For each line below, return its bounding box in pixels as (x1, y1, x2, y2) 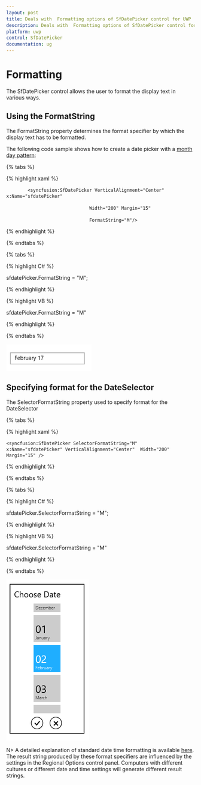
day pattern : (6, 152, 36, 159)
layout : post (6, 10, 39, 16)
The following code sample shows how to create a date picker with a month (6, 145, 193, 152)
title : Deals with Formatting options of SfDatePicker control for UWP (6, 16, 191, 22)
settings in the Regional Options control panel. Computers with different (6, 759, 183, 766)
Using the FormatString (6, 111, 95, 122)
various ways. (6, 93, 41, 101)
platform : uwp (6, 29, 42, 35)
